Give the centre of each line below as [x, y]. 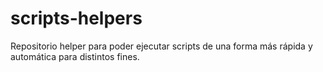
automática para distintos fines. [75, 56]
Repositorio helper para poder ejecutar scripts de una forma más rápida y [161, 46]
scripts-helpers [76, 18]
